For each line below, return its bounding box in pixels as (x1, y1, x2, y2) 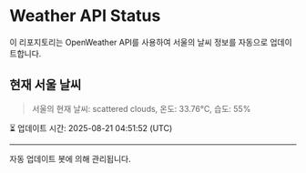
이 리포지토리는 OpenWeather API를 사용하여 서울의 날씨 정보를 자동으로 (9, 36, 269, 47)
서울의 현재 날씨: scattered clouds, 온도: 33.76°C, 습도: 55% (31, 103, 251, 114)
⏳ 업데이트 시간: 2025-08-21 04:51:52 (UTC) (9, 122, 173, 133)
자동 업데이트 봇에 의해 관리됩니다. (9, 153, 131, 164)
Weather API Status (9, 5, 161, 26)
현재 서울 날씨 (9, 77, 82, 93)
